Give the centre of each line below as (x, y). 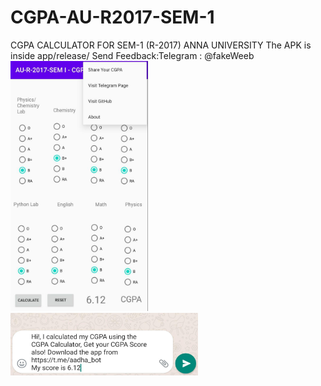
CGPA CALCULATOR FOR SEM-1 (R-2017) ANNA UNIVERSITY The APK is (161, 45)
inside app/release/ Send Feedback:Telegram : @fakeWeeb (132, 55)
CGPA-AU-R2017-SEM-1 (112, 17)
